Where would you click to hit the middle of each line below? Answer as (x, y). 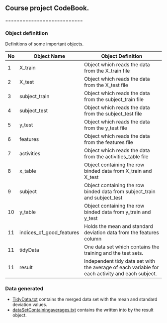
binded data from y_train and (118, 212)
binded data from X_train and (118, 171)
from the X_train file (107, 71)
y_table (28, 212)
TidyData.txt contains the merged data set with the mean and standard (85, 299)
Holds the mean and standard (119, 226)
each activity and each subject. (121, 274)
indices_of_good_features (49, 232)
